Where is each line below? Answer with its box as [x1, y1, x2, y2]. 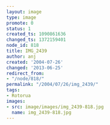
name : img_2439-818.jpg [11, 109, 71, 115]
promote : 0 [6, 20, 34, 26]
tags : [6, 87, 20, 93]
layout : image [6, 8, 42, 15]
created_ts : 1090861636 [6, 31, 66, 37]
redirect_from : [6, 70, 45, 76]
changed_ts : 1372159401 [6, 37, 66, 43]
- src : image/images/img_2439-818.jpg [6, 103, 104, 110]
